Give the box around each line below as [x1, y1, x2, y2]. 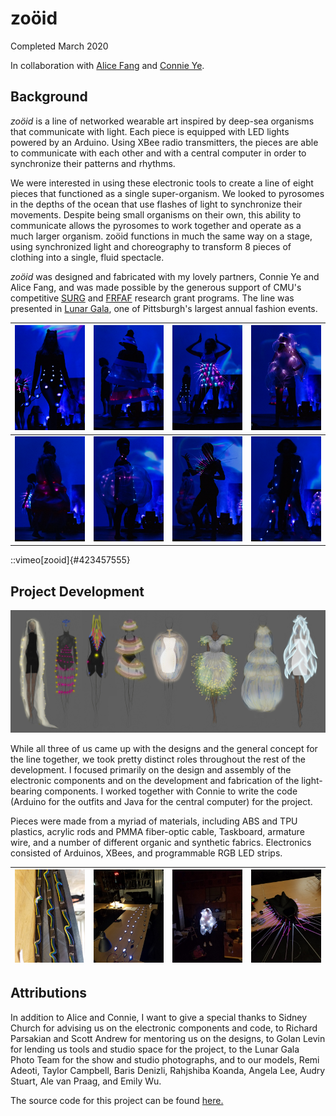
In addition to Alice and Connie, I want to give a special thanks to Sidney [10, 1011, 308, 1023]
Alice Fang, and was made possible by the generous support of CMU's [10, 281, 302, 293]
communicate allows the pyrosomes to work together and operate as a [10, 219, 302, 231]
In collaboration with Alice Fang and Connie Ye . [10, 59, 205, 71]
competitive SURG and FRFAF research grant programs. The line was [10, 292, 295, 304]
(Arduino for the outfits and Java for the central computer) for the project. [10, 795, 313, 807]
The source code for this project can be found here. [10, 1094, 224, 1106]
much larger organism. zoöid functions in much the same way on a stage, [10, 230, 313, 242]
